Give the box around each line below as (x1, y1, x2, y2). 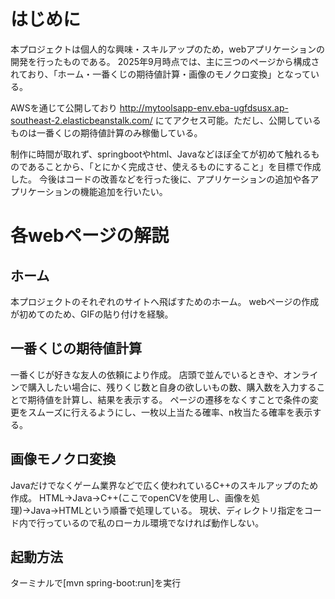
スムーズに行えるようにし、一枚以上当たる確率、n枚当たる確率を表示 (27, 406, 313, 418)
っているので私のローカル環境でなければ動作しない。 (44, 516, 265, 529)
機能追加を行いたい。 (79, 185, 168, 197)
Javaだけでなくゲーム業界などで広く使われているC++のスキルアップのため (10, 479, 319, 491)
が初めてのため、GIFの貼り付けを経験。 (10, 308, 174, 320)
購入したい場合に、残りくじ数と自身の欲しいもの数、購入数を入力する (27, 381, 317, 393)
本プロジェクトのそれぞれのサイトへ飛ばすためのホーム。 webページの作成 (10, 295, 320, 307)
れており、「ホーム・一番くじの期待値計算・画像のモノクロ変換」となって (10, 68, 312, 80)
